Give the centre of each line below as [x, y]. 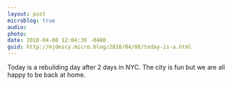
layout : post [27, 14]
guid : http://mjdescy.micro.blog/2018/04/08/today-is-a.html [100, 47]
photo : [17, 34]
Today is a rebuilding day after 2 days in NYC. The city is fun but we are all [116, 67]
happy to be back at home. [46, 75]
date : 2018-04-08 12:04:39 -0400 [57, 41]
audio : [17, 27]
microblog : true [31, 21]
